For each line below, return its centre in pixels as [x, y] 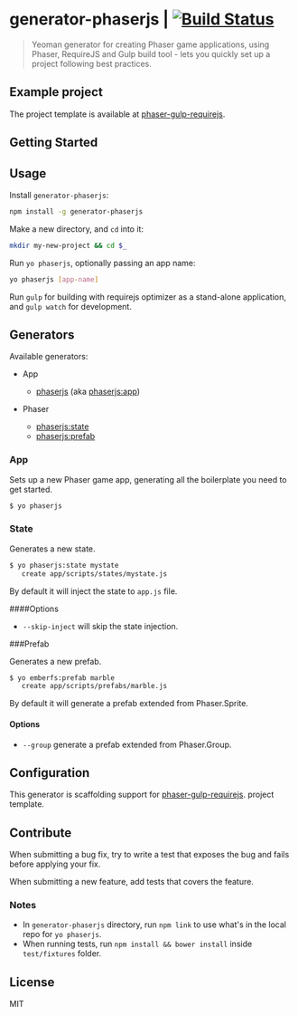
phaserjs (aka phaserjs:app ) [88, 392]
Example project [56, 92]
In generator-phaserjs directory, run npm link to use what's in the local [154, 925]
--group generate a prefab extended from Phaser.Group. [127, 744]
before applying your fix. [55, 864]
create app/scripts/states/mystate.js [94, 574]
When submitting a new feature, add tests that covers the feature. [132, 882]
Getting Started [54, 143]
